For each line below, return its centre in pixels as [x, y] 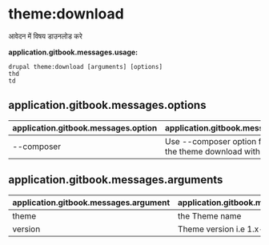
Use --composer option [211, 141]
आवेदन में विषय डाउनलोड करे [45, 36]
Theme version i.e [211, 229]
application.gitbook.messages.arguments [116, 180]
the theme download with [213, 151]
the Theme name [209, 215]
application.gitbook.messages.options [107, 105]
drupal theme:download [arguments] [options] [85, 66]
